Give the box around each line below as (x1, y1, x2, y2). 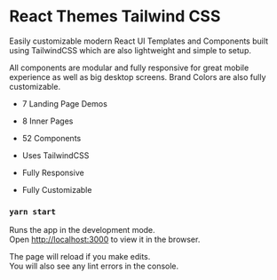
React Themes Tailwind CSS (9, 6, 221, 27)
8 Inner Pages (21, 116, 74, 126)
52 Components (21, 132, 82, 143)
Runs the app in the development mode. (9, 225, 155, 236)
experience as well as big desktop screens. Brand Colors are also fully (9, 71, 266, 82)
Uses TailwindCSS (21, 149, 90, 161)
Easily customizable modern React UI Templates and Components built (9, 36, 269, 46)
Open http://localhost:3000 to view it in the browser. (9, 234, 201, 245)
